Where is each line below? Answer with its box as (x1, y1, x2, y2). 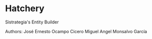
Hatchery (5, 3, 45, 14)
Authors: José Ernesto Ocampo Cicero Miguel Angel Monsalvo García (5, 28, 148, 34)
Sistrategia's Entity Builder (5, 19, 59, 25)
